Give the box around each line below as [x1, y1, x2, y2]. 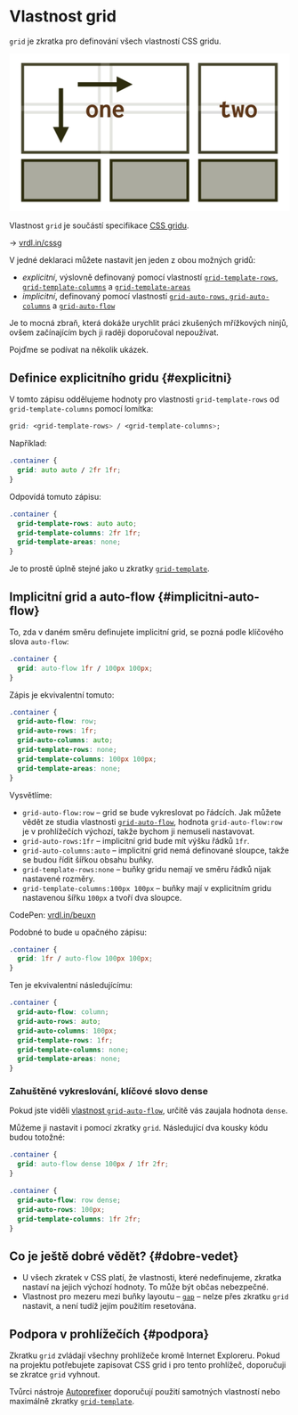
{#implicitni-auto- [157, 589, 260, 604]
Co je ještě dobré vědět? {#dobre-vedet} [9, 1248, 239, 1264]
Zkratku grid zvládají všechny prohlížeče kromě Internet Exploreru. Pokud [9, 1350, 280, 1361]
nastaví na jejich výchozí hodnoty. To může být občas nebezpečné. [21, 1281, 269, 1293]
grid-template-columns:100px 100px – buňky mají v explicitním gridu [21, 882, 272, 893]
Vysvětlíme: [9, 789, 52, 800]
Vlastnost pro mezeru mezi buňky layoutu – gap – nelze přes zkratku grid [21, 1291, 289, 1302]
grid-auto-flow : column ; [17, 1008, 109, 1017]
